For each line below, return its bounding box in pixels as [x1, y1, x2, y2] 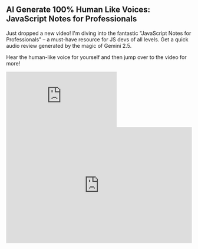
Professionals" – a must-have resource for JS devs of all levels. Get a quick [6, 35, 189, 43]
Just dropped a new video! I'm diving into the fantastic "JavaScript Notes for [6, 30, 192, 37]
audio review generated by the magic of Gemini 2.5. [6, 42, 132, 49]
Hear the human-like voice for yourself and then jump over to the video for [6, 53, 187, 61]
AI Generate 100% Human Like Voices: [6, 5, 151, 15]
